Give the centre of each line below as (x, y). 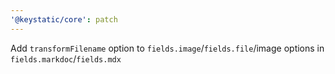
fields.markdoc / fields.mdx (66, 58)
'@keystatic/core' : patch (64, 19)
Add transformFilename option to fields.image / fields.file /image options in (167, 48)
